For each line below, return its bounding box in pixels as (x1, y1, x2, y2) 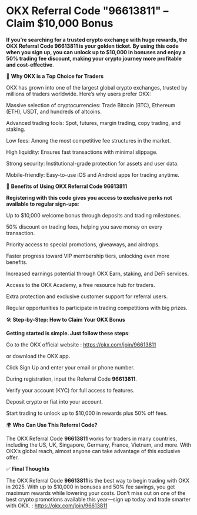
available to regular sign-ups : (6, 200, 79, 207)
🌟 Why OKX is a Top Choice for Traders (6, 72, 104, 80)
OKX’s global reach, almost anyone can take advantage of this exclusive (6, 447, 181, 454)
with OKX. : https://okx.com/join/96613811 (6, 502, 108, 509)
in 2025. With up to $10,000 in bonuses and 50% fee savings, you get (6, 483, 175, 490)
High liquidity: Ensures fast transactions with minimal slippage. (6, 148, 158, 156)
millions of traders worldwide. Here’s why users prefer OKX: (6, 90, 151, 97)
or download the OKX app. (6, 352, 71, 359)
